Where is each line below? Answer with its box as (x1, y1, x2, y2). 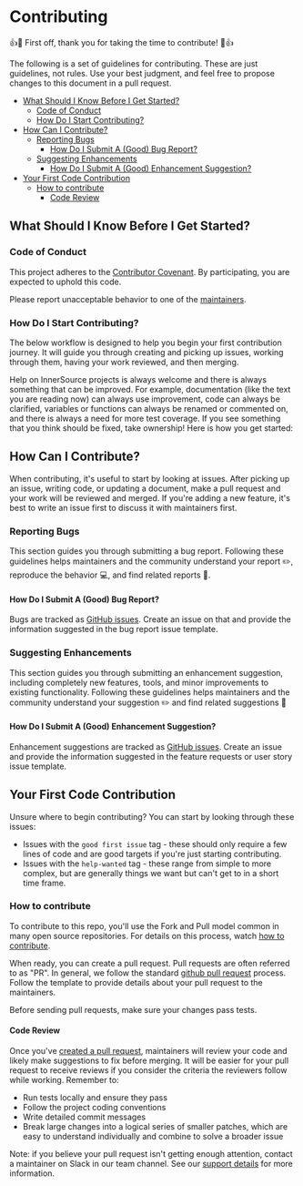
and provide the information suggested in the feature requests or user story (9, 751, 293, 762)
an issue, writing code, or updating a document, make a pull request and (9, 483, 281, 494)
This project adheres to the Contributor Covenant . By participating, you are (9, 266, 290, 277)
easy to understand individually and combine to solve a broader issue (22, 1131, 284, 1142)
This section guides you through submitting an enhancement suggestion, (9, 667, 284, 678)
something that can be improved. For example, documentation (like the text (9, 383, 291, 394)
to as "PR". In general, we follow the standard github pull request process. (9, 967, 287, 978)
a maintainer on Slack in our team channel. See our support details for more (9, 1159, 294, 1170)
